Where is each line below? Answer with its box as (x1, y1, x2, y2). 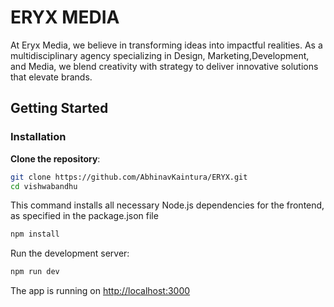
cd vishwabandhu (10, 181, 78, 191)
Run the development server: (10, 247, 130, 260)
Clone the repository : (10, 152, 101, 165)
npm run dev (10, 267, 60, 277)
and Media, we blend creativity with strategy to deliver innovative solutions (10, 60, 319, 72)
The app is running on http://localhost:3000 (10, 285, 191, 297)
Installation (10, 130, 67, 144)
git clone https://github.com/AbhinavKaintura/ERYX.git (10, 172, 248, 182)
